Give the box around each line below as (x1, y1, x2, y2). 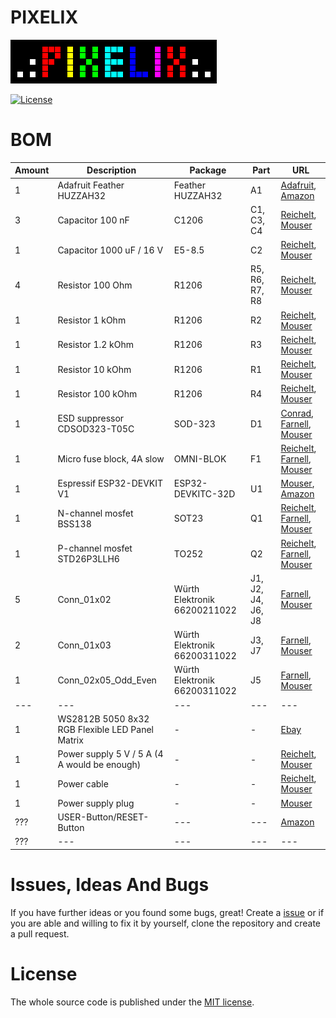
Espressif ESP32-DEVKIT (57, 477, 164, 490)
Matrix (57, 734, 84, 746)
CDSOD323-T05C (57, 423, 135, 435)
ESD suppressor (57, 412, 125, 425)
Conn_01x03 (57, 639, 112, 651)
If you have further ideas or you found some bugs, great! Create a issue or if (10, 906, 325, 918)
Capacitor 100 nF (57, 214, 130, 226)
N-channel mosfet (57, 507, 134, 519)
